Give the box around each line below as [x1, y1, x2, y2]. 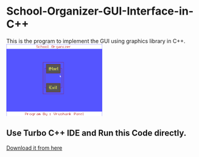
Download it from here [6, 144, 63, 152]
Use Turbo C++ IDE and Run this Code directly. [6, 128, 187, 138]
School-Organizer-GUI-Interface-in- [6, 4, 194, 18]
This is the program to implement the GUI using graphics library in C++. [6, 37, 186, 44]
